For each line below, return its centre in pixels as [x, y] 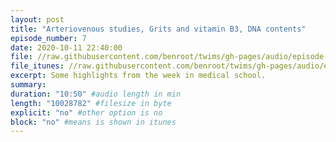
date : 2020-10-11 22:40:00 [66, 47]
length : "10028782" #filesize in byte [91, 103]
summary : [28, 85]
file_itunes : [37, 66]
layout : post [37, 19]
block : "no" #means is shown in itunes [93, 122]
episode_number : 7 [48, 38]
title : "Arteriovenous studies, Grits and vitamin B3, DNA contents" [158, 29]
